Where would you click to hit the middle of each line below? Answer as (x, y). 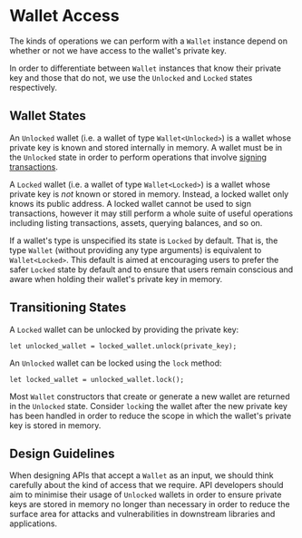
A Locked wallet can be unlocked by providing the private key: (124, 329)
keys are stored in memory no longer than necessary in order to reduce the (150, 504)
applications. (33, 523)
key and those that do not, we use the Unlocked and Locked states (131, 77)
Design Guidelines (62, 453)
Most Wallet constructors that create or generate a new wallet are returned (150, 396)
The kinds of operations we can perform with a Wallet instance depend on (149, 41)
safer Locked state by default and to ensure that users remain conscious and (151, 269)
